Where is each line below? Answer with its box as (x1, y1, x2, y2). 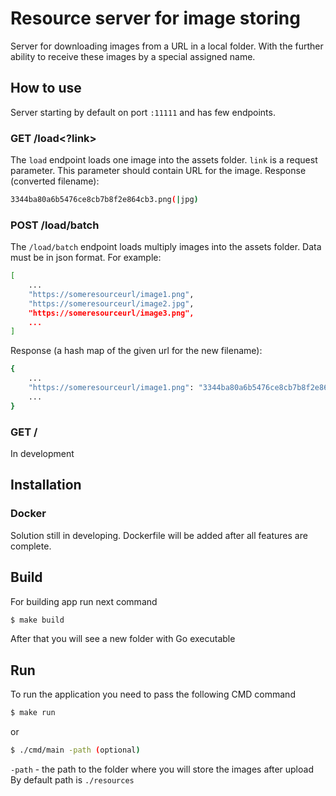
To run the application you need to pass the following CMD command (10, 688, 296, 701)
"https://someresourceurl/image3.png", (28, 308, 195, 318)
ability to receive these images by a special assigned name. (10, 50, 256, 62)
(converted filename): (10, 175, 100, 187)
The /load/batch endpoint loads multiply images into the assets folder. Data (10, 241, 322, 253)
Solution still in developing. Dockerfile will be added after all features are (10, 529, 308, 541)
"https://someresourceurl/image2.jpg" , (28, 298, 195, 309)
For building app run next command (10, 595, 158, 607)
